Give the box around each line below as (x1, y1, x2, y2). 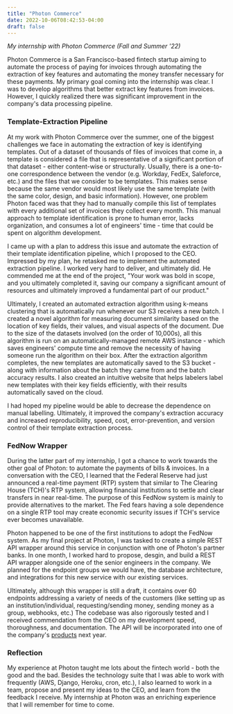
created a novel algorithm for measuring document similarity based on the (7, 314, 219, 322)
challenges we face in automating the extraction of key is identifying (7, 140, 202, 148)
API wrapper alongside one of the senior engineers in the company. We (7, 558, 212, 566)
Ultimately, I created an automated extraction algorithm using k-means (7, 299, 209, 308)
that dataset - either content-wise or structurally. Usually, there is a (7, 162, 199, 171)
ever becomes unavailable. (7, 515, 85, 523)
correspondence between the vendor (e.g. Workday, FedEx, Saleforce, (19, 169, 221, 177)
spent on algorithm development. (7, 228, 102, 236)
